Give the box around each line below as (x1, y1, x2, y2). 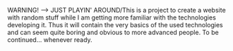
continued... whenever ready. (7, 36, 93, 44)
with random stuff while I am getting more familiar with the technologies (7, 13, 217, 22)
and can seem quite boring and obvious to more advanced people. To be (7, 28, 219, 36)
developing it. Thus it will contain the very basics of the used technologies (7, 21, 224, 29)
